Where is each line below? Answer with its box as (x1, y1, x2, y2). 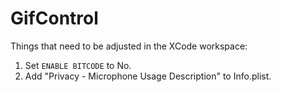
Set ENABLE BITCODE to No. (24, 59, 132, 71)
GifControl (10, 7, 99, 30)
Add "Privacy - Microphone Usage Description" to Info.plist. (24, 70, 272, 82)
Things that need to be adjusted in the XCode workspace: (10, 40, 248, 52)
